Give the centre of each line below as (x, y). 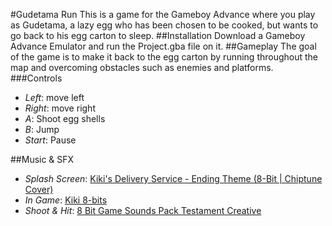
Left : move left (54, 97)
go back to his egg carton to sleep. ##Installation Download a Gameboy (158, 35)
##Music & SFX (42, 159)
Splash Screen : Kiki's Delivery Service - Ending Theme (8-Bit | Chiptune (173, 178)
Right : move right (60, 108)
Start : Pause (50, 140)
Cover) (39, 189)
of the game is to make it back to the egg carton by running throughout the (164, 57)
